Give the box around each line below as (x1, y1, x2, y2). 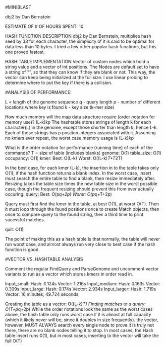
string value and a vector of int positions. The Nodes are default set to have (5, 64, 160, 70)
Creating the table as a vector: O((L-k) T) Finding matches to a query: (5, 301, 146, 307)
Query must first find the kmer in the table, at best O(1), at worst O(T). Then (5, 201, 159, 207)
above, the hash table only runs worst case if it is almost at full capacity (5, 312, 152, 317)
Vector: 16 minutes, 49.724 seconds (5, 291, 79, 297)
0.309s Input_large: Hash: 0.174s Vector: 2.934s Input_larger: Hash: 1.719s (5, 286, 156, 292)
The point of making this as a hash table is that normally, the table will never (5, 236, 160, 242)
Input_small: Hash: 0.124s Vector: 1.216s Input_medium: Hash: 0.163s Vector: (5, 281, 161, 286)
